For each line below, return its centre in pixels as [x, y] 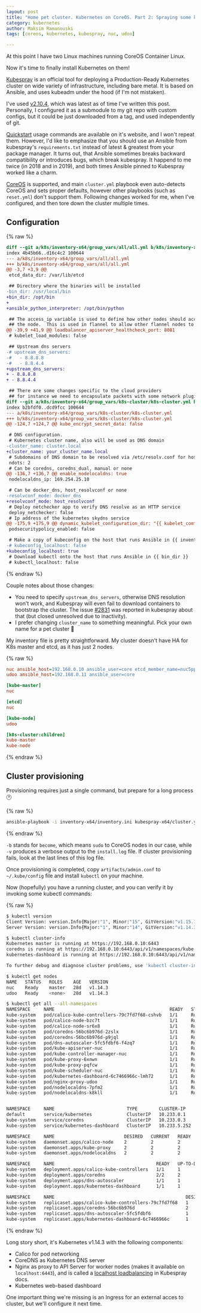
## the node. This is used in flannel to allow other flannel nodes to [101, 325]
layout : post [22, 12]
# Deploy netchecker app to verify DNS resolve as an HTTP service [95, 507]
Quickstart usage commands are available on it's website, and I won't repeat [100, 135]
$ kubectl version [29, 916]
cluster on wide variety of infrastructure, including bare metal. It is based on [100, 86]
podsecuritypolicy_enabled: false [52, 529]
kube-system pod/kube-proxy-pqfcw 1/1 [92, 1065]
